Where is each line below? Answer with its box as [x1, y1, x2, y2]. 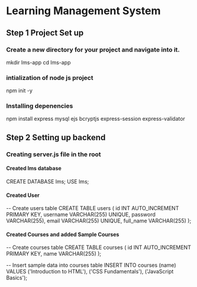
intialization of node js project [6, 73, 93, 82]
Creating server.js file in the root [6, 150, 102, 158]
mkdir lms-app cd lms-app [6, 59, 71, 66]
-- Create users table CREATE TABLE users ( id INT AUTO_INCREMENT [6, 205, 179, 212]
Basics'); [6, 274, 28, 282]
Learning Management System [6, 4, 161, 18]
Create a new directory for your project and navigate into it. [6, 46, 180, 54]
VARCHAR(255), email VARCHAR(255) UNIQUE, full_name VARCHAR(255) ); [6, 217, 192, 224]
